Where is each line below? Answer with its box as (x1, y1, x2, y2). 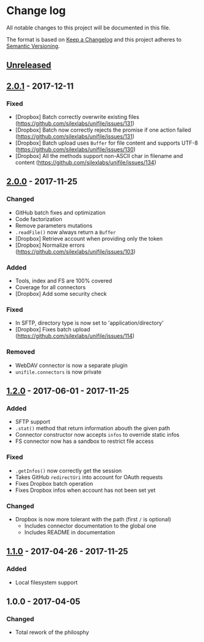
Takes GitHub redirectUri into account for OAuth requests (15, 473, 163, 481)
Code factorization (15, 215, 62, 222)
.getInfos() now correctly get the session (15, 467, 122, 474)
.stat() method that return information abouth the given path (15, 425, 170, 432)
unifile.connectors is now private (15, 368, 102, 376)
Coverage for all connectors (15, 284, 86, 291)
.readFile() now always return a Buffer (15, 228, 116, 236)
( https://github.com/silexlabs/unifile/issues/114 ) (15, 332, 135, 340)
